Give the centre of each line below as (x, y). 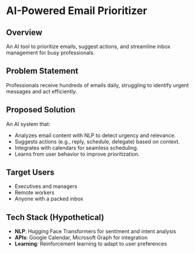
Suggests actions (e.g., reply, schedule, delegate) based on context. (97, 141)
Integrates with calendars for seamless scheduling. (76, 148)
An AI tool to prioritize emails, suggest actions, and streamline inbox (88, 46)
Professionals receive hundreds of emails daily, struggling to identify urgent (97, 85)
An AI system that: (28, 124)
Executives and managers (46, 186)
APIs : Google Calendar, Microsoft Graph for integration (81, 238)
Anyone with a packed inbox (49, 199)
